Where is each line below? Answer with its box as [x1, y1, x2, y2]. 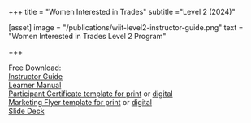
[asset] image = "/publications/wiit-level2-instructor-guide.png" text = [8, 23, 244, 32]
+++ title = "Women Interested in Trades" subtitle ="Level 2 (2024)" [8, 7, 236, 16]
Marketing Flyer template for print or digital [8, 98, 153, 107]
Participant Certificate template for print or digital [8, 89, 173, 99]
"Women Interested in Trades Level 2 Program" [8, 32, 167, 41]
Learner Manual [8, 81, 62, 90]
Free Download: [8, 63, 62, 72]
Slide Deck [8, 106, 45, 116]
